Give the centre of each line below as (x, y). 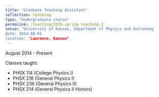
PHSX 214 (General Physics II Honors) (52, 89)
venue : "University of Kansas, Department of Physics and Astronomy (79, 29)
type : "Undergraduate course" (37, 19)
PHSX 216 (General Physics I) (44, 78)
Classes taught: (22, 63)
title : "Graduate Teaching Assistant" (46, 10)
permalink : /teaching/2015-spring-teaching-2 (54, 24)
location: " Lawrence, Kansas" (37, 39)
